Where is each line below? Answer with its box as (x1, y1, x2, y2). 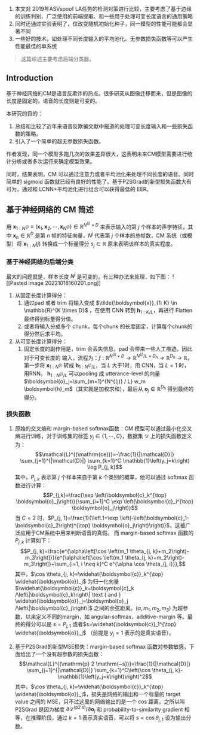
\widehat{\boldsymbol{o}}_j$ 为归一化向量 (14, 578, 119, 585)
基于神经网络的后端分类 (6, 258, 73, 266)
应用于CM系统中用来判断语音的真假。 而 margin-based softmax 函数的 (20, 529, 194, 537)
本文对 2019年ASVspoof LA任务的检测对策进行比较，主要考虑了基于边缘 (14, 5, 192, 12)
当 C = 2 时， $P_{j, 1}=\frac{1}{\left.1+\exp (14, 514, 119, 522)
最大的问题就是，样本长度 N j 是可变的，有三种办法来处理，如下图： (6, 272, 171, 280)
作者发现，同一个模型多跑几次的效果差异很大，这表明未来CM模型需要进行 (6, 150, 187, 157)
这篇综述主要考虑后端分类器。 (20, 56, 94, 62)
